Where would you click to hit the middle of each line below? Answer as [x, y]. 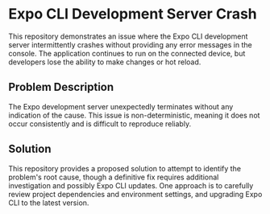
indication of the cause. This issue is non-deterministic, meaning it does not [134, 115]
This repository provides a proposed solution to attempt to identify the [125, 168]
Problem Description [61, 87]
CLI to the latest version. [49, 203]
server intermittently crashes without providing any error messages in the [130, 44]
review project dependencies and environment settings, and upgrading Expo [135, 194]
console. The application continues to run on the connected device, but [127, 53]
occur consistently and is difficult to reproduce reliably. [100, 123]
